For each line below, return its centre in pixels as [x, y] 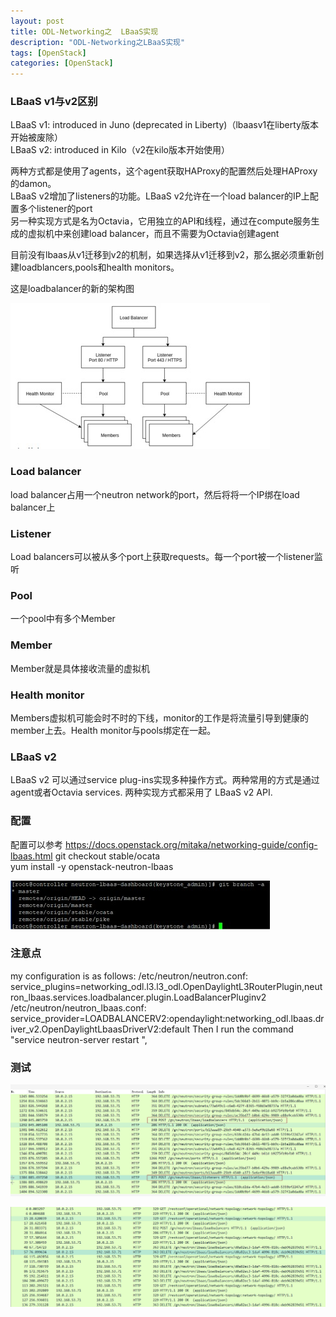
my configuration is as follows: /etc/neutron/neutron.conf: [129, 976]
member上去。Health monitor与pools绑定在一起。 [113, 730]
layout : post [37, 21]
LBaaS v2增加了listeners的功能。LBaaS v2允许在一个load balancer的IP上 [160, 196]
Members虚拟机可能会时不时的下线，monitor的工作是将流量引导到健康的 [159, 717]
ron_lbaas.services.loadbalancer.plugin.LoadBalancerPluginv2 [138, 997]
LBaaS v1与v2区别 [54, 102]
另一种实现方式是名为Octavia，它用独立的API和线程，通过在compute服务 [161, 221]
